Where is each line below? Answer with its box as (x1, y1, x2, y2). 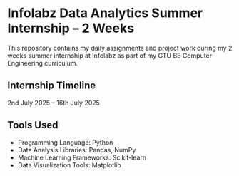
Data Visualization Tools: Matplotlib (17, 160, 121, 169)
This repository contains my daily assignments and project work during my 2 (7, 43, 233, 52)
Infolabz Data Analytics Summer (7, 5, 203, 21)
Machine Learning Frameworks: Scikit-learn (17, 153, 147, 162)
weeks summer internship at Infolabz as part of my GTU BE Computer (7, 51, 213, 60)
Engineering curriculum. (7, 58, 78, 67)
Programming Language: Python (17, 138, 113, 147)
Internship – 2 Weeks (7, 20, 134, 36)
